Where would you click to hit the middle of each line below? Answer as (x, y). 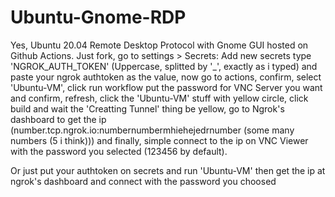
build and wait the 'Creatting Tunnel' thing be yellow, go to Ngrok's (147, 108)
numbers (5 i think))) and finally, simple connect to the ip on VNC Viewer (159, 140)
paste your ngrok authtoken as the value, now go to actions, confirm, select (166, 77)
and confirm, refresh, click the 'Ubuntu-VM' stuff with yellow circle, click (159, 98)
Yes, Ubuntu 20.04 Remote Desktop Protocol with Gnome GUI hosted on (159, 45)
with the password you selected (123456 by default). (119, 151)
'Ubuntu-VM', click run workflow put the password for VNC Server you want (166, 87)
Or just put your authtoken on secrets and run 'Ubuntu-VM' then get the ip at (168, 170)
